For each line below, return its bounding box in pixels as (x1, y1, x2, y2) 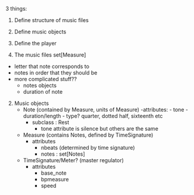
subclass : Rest (32, 119, 70, 126)
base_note (40, 169, 67, 177)
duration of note (23, 88, 63, 95)
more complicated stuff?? (14, 76, 77, 82)
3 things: (5, 5, 27, 12)
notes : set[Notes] (40, 150, 86, 157)
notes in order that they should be (14, 69, 98, 76)
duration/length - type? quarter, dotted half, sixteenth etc (23, 113, 163, 119)
